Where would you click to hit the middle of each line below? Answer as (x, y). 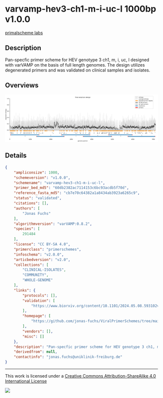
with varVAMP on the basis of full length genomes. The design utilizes (75, 65)
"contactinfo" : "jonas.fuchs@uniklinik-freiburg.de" (68, 357)
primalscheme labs (24, 33)
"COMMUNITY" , (36, 275)
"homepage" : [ (37, 316)
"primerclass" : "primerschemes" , (48, 249)
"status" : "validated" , (38, 198)
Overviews (22, 85)
